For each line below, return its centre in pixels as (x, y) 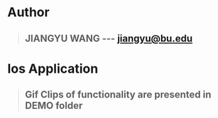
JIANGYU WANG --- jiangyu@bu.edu (109, 39)
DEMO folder (54, 106)
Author (28, 12)
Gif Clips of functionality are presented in (118, 95)
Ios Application (53, 69)
